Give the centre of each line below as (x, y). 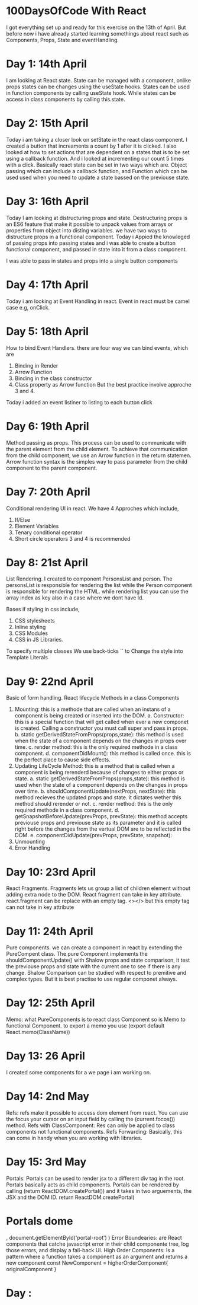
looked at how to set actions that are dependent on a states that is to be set (98, 152)
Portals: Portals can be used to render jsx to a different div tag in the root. (95, 1178)
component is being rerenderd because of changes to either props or (99, 773)
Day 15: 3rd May (46, 1162)
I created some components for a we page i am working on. (79, 1073)
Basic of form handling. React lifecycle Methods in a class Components (93, 698)
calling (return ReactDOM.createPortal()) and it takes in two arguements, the (99, 1191)
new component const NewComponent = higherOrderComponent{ (87, 1263)
